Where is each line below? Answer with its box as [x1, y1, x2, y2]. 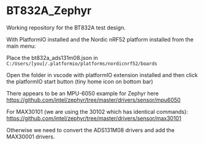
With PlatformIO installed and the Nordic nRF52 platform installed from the [6, 35, 194, 43]
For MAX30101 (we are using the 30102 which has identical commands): [6, 108, 188, 115]
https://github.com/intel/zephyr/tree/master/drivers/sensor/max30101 [6, 114, 182, 122]
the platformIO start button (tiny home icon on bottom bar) [6, 78, 153, 85]
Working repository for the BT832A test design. [6, 24, 126, 31]
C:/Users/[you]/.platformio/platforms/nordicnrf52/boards [6, 61, 157, 67]
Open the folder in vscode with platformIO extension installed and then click [6, 71, 198, 78]
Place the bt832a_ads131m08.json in [6, 54, 98, 61]
